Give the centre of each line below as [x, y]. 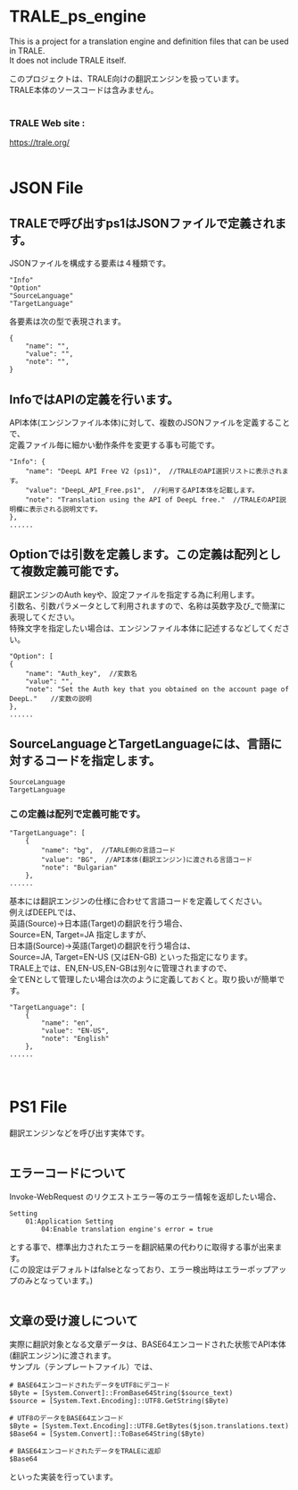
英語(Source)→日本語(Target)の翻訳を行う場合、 [98, 923]
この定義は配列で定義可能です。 [77, 814]
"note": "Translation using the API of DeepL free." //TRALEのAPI [153, 500]
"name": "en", [67, 1023]
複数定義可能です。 [73, 571]
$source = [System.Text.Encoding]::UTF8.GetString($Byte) [119, 1401]
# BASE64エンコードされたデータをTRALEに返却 [85, 1451]
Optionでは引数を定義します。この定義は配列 [133, 555]
